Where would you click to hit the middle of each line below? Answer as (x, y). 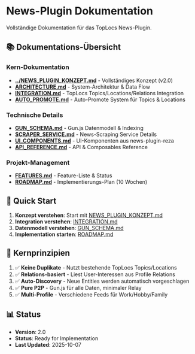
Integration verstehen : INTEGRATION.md (66, 222)
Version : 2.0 (30, 332)
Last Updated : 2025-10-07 (48, 344)
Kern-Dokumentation (38, 67)
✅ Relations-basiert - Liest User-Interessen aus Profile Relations (95, 274)
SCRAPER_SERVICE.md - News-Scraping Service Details (86, 134)
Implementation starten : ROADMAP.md (64, 234)
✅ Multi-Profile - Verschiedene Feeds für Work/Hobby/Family (91, 294)
